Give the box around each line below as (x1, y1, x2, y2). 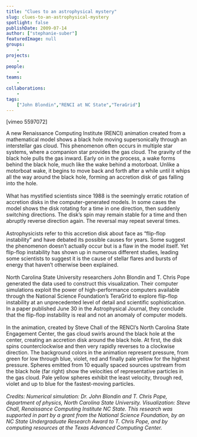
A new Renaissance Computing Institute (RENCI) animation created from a (6, 129, 186, 136)
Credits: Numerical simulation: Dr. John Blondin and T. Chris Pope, (6, 393, 168, 400)
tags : (6, 96, 19, 102)
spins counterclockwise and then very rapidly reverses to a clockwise (6, 343, 175, 350)
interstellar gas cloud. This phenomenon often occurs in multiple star (6, 142, 173, 149)
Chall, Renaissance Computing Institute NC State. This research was (6, 405, 173, 412)
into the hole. (6, 179, 38, 186)
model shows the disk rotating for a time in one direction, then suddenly (6, 205, 181, 212)
